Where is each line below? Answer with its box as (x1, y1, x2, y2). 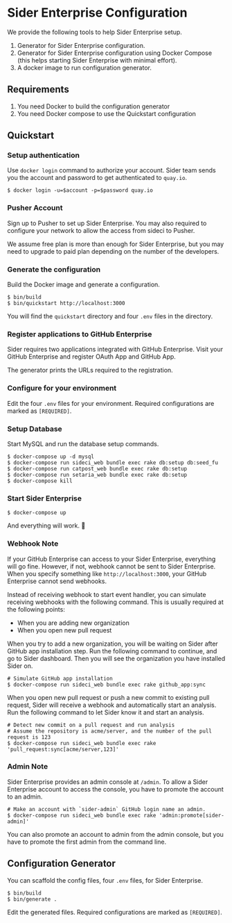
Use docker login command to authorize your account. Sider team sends (7, 166, 216, 174)
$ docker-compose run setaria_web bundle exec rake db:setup (7, 471, 188, 478)
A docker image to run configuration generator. (17, 63, 152, 72)
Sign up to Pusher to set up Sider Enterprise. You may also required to (7, 219, 207, 227)
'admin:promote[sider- (159, 812, 225, 819)
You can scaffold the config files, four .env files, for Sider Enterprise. (7, 876, 203, 884)
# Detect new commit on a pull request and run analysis (7, 721, 175, 728)
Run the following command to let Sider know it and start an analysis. (7, 708, 204, 717)
